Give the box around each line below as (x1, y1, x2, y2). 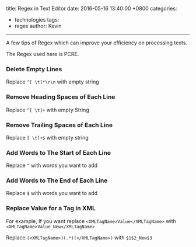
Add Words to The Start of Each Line (6, 148, 111, 156)
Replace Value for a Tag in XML (6, 204, 96, 213)
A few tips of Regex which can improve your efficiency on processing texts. (6, 39, 188, 46)
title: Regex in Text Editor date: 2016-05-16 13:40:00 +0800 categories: (6, 5, 177, 12)
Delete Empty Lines (6, 65, 62, 73)
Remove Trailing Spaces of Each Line (6, 121, 113, 129)
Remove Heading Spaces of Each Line (6, 93, 116, 101)
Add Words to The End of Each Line (6, 176, 108, 185)
